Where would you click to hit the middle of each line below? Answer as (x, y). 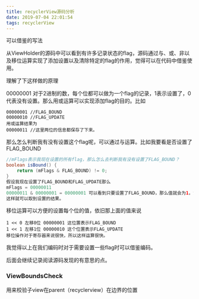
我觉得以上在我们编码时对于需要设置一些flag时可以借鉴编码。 (81, 248)
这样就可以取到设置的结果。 (35, 198)
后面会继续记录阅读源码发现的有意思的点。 (58, 260)
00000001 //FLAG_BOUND (34, 112)
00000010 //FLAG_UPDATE (36, 118)
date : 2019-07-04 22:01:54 (40, 17)
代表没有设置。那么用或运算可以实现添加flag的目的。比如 (76, 101)
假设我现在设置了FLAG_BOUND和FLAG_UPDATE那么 (59, 182)
